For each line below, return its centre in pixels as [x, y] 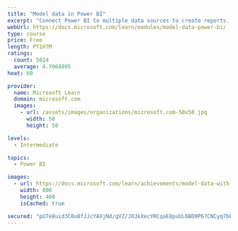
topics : [19, 158]
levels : [19, 138]
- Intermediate [36, 145]
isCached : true [42, 203]
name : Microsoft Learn [47, 93]
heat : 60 [20, 73]
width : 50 [40, 119]
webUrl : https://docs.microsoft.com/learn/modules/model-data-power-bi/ [117, 27]
